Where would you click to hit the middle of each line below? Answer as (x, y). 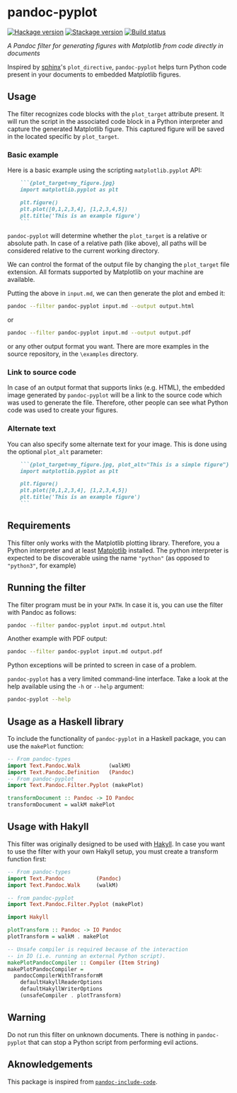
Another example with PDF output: (57, 639)
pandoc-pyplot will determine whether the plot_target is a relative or (107, 236)
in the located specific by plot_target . (63, 136)
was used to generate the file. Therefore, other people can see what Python (118, 403)
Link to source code (42, 372)
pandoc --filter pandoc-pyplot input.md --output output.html (101, 306)
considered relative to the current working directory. (83, 251)
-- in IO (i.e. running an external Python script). (87, 956)
